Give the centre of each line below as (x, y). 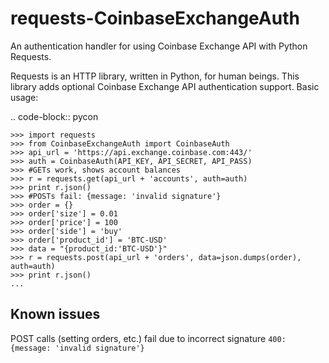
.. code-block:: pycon (54, 116)
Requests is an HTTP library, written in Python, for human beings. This (155, 76)
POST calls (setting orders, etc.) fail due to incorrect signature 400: (148, 338)
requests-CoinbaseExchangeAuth (155, 18)
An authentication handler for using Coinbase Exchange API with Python (159, 46)
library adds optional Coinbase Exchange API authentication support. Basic (165, 86)
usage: (24, 97)
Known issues (55, 314)
